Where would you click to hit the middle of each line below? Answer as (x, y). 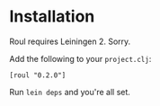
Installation (52, 17)
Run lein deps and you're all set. (70, 92)
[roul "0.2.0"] (38, 75)
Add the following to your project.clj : (80, 58)
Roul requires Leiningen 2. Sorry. (70, 41)
